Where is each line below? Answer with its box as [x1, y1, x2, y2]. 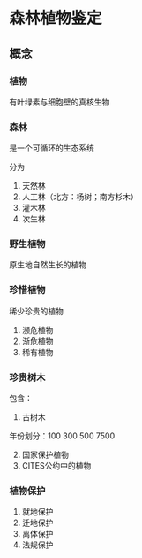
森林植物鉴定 [9, 8, 103, 28]
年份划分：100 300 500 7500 [9, 430, 116, 441]
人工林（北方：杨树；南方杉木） [21, 191, 138, 202]
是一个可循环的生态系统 [9, 143, 94, 153]
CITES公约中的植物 [21, 461, 92, 471]
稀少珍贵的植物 [9, 306, 64, 316]
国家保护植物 [21, 449, 69, 461]
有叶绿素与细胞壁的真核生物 [9, 97, 110, 107]
